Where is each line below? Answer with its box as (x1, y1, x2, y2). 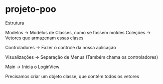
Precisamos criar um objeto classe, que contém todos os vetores (5, 73, 139, 79)
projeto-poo (5, 3, 57, 15)
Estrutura (5, 20, 24, 26)
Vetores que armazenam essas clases (5, 35, 84, 41)
